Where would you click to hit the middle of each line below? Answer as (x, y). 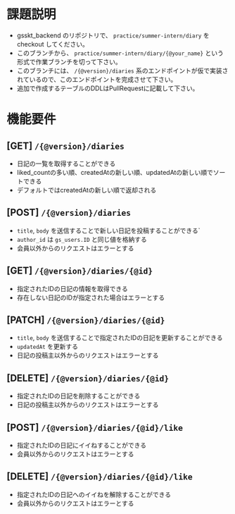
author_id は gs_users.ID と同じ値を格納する (82, 239)
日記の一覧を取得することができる (66, 164)
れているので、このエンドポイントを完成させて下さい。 (97, 79)
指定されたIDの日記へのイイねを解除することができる (94, 494)
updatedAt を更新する (47, 347)
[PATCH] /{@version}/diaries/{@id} (86, 320)
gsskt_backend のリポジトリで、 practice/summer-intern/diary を (113, 35)
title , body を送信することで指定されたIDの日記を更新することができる (120, 338)
